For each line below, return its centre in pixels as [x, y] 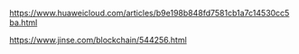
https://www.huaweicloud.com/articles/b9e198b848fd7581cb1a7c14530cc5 [149, 13]
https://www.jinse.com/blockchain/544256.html [98, 40]
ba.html [23, 22]
